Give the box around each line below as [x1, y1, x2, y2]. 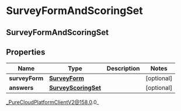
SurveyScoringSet [48, 84, 101, 92]
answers [9, 84, 34, 92]
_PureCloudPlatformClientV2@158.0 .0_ [6, 99, 99, 106]
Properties [6, 47, 46, 57]
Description [106, 64, 140, 72]
